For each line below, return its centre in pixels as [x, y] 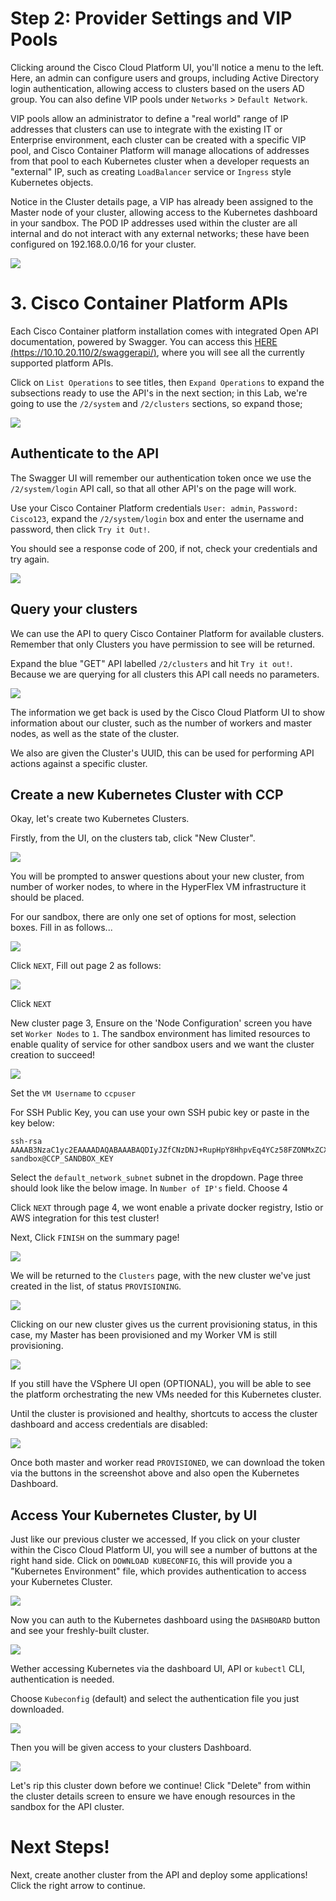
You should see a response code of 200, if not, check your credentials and [164, 548]
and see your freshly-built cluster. [80, 1631]
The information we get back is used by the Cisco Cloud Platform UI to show [167, 712]
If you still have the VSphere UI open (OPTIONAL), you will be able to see [161, 1384]
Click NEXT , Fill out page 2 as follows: [86, 966]
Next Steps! [60, 1847]
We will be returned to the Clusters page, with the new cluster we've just [160, 1276]
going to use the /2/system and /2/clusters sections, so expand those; [156, 403]
